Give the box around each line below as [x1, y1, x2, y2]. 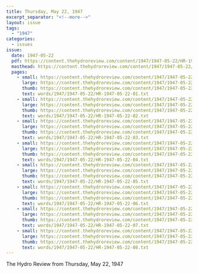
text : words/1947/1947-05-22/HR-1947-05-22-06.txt [21, 200, 149, 206]
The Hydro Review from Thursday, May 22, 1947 [6, 261, 124, 268]
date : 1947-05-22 [11, 52, 54, 58]
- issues [11, 42, 33, 48]
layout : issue [6, 19, 41, 25]
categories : [6, 36, 35, 42]
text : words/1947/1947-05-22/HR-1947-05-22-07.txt [21, 222, 149, 228]
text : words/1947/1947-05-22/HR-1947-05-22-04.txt [21, 157, 149, 163]
